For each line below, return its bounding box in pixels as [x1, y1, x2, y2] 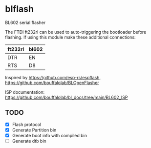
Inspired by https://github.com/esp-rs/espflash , [5, 74, 101, 80]
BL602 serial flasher [5, 20, 46, 25]
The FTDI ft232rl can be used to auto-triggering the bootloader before [5, 29, 147, 35]
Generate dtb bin [12, 138, 46, 144]
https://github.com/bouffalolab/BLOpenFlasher [5, 80, 99, 85]
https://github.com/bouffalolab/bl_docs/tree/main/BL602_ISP [5, 94, 128, 100]
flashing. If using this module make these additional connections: [5, 34, 136, 40]
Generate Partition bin [12, 127, 57, 133]
